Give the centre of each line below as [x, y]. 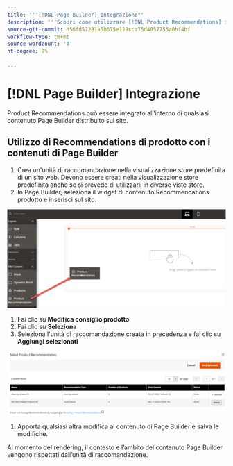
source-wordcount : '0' [40, 44]
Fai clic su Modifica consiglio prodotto [73, 319]
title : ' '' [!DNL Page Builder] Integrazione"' [76, 15]
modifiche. [33, 434]
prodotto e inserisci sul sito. [57, 199]
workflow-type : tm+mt [38, 37]
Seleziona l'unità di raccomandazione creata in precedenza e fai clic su [119, 334]
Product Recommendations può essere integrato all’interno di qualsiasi [108, 113]
